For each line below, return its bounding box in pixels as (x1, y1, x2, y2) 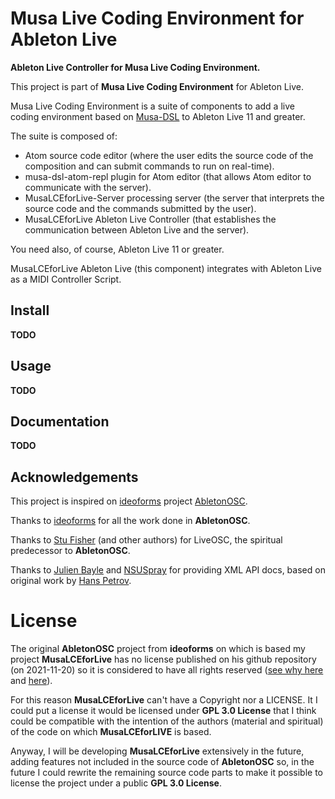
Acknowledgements (10, 468, 139, 486)
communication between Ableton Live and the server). (24, 223, 250, 236)
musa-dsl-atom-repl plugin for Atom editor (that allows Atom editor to (24, 170, 312, 182)
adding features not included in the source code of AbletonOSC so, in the (10, 756, 315, 768)
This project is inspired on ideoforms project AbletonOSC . (10, 495, 248, 507)
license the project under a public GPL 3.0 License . (10, 777, 222, 789)
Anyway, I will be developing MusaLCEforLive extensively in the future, (10, 745, 305, 757)
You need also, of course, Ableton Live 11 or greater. (10, 243, 225, 255)
